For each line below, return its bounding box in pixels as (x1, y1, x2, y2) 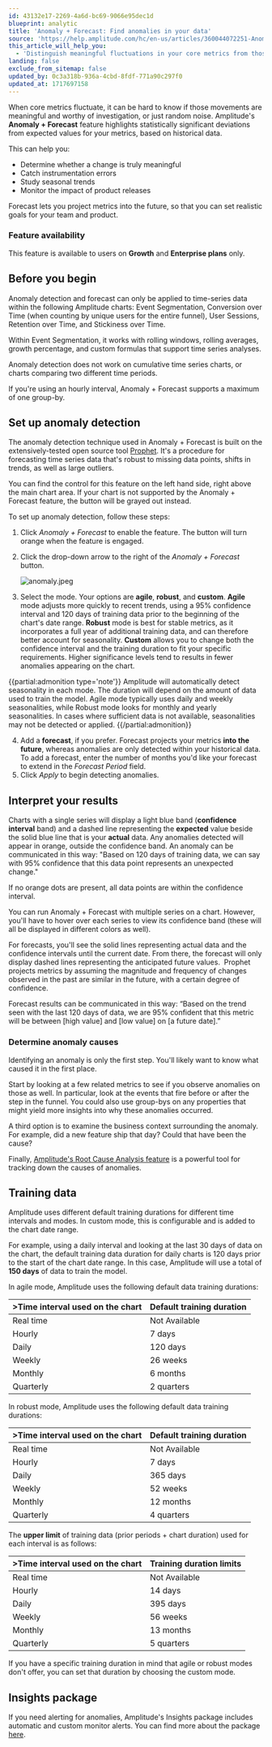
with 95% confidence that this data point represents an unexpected (8, 858, 234, 869)
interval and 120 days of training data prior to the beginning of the (19, 610, 240, 619)
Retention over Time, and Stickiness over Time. (8, 319, 166, 329)
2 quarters (149, 1381, 190, 1392)
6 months (149, 1368, 186, 1379)
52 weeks (149, 1483, 188, 1495)
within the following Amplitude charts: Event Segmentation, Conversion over (8, 302, 262, 312)
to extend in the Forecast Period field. (19, 761, 147, 771)
